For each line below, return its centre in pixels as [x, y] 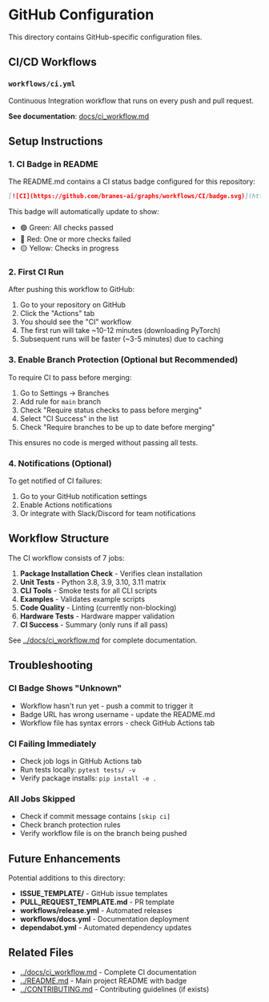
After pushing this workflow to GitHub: [71, 290]
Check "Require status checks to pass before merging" [111, 410]
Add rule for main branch [60, 401]
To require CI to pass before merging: [70, 377]
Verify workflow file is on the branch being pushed [103, 834]
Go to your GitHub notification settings [83, 497]
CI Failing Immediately [52, 744]
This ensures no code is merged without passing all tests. [103, 442]
